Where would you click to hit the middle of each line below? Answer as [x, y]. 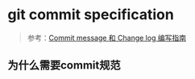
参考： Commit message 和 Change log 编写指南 [107, 38]
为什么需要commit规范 [64, 65]
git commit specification [91, 15]
